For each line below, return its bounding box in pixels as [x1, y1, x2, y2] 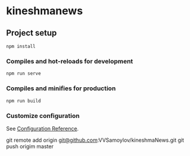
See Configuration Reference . [6, 125, 79, 132]
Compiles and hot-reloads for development [6, 57, 134, 65]
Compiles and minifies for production [6, 84, 116, 93]
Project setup [6, 28, 58, 38]
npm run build [6, 98, 42, 104]
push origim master [6, 142, 54, 149]
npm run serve [6, 71, 42, 77]
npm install [6, 43, 36, 49]
